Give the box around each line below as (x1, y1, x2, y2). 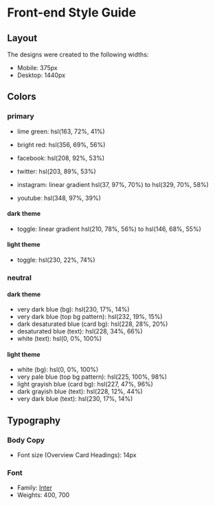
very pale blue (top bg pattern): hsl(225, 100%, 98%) (16, 373, 167, 381)
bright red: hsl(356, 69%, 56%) (16, 140, 106, 148)
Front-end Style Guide (7, 5, 136, 21)
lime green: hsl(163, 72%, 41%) (16, 127, 105, 135)
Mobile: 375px (16, 64, 58, 71)
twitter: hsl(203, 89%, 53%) (16, 167, 96, 175)
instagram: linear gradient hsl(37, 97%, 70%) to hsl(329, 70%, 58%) (16, 180, 210, 188)
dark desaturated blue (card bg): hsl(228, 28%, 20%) (16, 320, 168, 328)
